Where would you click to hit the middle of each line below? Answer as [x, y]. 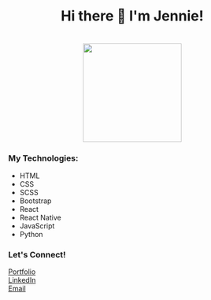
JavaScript [37, 226]
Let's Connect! [37, 254]
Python [31, 234]
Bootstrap [35, 201]
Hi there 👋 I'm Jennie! [132, 16]
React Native [40, 217]
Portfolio [22, 272]
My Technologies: [43, 158]
